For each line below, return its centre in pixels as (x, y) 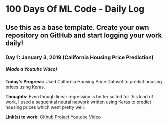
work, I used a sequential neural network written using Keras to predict (78, 102)
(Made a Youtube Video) (31, 69)
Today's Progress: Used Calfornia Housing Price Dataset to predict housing (84, 82)
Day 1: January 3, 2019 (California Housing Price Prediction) (79, 57)
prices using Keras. (25, 87)
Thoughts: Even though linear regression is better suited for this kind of (79, 97)
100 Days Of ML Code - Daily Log (75, 9)
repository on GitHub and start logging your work (84, 35)
